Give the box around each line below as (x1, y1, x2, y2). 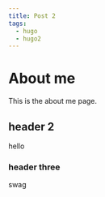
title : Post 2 (8, 11, 57, 20)
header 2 (8, 119, 55, 134)
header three (8, 161, 61, 173)
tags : (8, 19, 27, 28)
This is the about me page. (8, 96, 98, 106)
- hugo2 (15, 34, 42, 43)
